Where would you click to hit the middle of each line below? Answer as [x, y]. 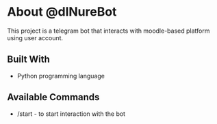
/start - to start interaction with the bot [71, 114]
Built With [28, 60]
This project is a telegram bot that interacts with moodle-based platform [108, 31]
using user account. [35, 37]
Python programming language [61, 76]
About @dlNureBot [62, 12]
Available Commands [53, 97]
